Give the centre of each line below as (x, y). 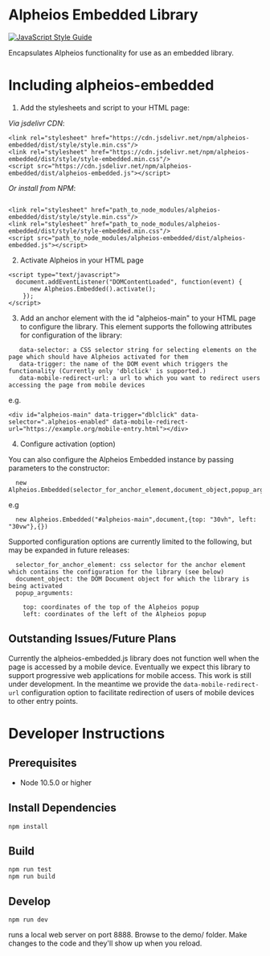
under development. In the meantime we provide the (95, 684)
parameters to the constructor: (59, 468)
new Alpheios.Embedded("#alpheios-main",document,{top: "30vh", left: (136, 519)
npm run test (30, 870)
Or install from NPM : (42, 188)
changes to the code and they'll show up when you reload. (105, 943)
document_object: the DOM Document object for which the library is (133, 579)
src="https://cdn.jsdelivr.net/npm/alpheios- (115, 166)
